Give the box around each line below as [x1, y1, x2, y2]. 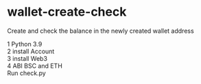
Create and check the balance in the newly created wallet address [7, 27, 194, 35]
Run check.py [7, 69, 46, 77]
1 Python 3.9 [7, 40, 43, 48]
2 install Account [7, 47, 55, 55]
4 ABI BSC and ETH [7, 61, 63, 70]
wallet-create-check [7, 4, 127, 20]
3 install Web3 [7, 54, 48, 62]
